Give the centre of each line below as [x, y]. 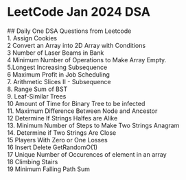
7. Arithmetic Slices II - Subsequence [59, 81]
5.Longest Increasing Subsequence [57, 67]
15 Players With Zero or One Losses [57, 140]
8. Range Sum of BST [37, 89]
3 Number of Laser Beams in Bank [56, 53]
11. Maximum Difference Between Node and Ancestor [82, 111]
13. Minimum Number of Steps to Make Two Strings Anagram [93, 125]
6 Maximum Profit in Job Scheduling [58, 74]
